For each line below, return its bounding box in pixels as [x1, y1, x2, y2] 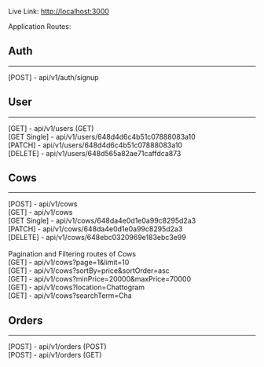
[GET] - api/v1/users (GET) [8, 123, 94, 133]
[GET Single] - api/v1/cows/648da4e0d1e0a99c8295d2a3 [8, 216, 196, 226]
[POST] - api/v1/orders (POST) [8, 342, 108, 351]
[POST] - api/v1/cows [8, 199, 78, 209]
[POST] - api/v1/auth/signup [8, 72, 100, 82]
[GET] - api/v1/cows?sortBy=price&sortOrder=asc [8, 266, 170, 275]
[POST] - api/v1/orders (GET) [8, 351, 102, 360]
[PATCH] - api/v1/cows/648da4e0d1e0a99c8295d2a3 [8, 224, 183, 234]
